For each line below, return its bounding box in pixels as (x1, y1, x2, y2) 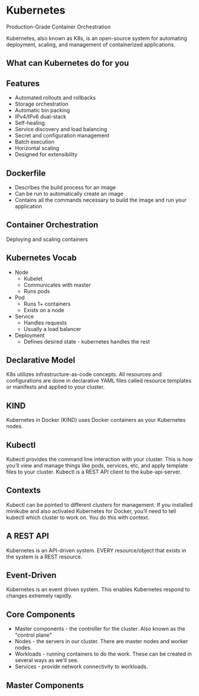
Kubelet (23, 275, 43, 282)
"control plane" (14, 631, 52, 638)
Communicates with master (23, 281, 91, 288)
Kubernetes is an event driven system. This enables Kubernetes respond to (6, 586, 190, 593)
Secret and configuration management (14, 132, 110, 139)
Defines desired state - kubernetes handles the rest (23, 338, 150, 345)
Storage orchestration (14, 100, 69, 107)
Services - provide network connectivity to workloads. (14, 663, 149, 670)
